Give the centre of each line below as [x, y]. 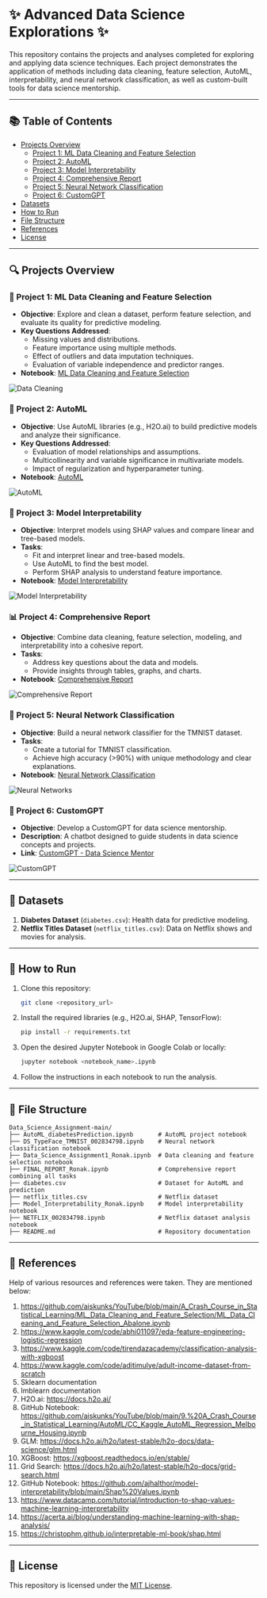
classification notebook [50, 1148]
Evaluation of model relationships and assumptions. [116, 451]
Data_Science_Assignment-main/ [61, 1127]
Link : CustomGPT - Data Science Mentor [87, 853]
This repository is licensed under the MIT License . [91, 1585]
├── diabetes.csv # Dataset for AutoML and [126, 1183]
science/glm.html [49, 1449]
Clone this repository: [55, 988]
